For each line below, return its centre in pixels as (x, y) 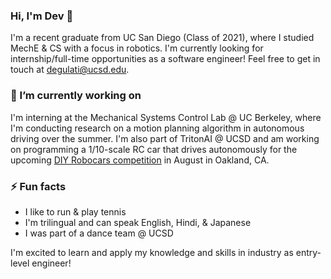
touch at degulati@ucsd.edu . (70, 70)
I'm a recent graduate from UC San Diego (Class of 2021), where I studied (162, 38)
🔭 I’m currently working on (76, 96)
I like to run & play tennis (75, 211)
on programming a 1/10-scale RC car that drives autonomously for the (154, 149)
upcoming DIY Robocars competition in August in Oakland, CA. (140, 160)
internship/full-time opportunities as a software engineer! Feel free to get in (165, 59)
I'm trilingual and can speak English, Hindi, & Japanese (138, 222)
